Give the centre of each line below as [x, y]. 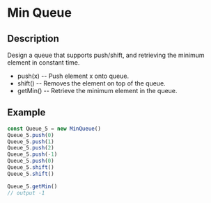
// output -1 [26, 193]
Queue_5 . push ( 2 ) [31, 148]
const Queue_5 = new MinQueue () [54, 129]
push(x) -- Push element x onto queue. [73, 76]
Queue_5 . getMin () [32, 186]
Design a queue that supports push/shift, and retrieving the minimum [106, 55]
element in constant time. [44, 63]
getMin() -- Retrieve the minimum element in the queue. [97, 91]
